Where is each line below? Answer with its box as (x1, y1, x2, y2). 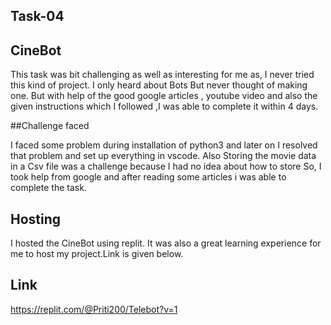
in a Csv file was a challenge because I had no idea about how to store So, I (10, 160, 322, 173)
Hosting (10, 210, 62, 228)
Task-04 (10, 8, 65, 25)
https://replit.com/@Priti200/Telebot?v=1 (10, 303, 178, 315)
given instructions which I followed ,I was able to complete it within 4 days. (10, 100, 319, 113)
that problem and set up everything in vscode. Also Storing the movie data (10, 150, 317, 162)
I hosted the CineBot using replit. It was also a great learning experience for (10, 237, 322, 249)
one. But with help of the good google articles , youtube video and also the (10, 90, 318, 102)
